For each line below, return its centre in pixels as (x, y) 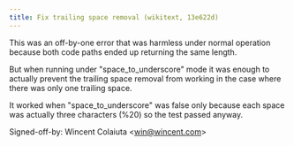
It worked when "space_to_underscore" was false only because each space (147, 105)
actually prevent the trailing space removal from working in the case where (145, 78)
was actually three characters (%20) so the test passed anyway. (126, 114)
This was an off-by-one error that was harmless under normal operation (140, 42)
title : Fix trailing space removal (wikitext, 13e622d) (114, 17)
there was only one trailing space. (71, 88)
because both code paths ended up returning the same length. (123, 52)
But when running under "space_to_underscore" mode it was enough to (139, 69)
